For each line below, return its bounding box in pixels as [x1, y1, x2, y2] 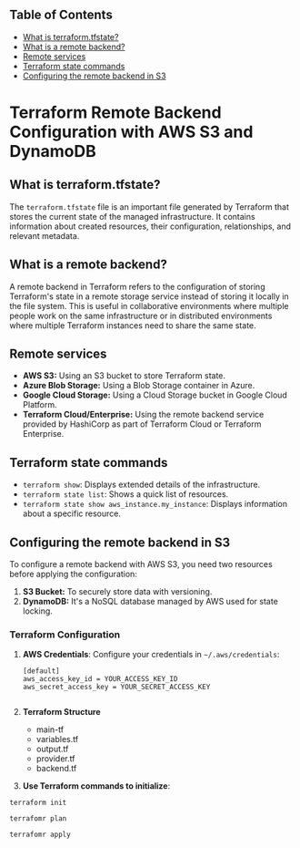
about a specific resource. [22, 508, 121, 519]
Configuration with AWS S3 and [9, 122, 254, 142]
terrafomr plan [9, 814, 67, 823]
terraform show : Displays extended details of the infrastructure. [22, 479, 261, 491]
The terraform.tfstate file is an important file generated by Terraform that [9, 201, 289, 212]
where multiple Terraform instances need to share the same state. [9, 319, 256, 331]
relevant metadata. [9, 230, 80, 241]
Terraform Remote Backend [9, 102, 222, 122]
